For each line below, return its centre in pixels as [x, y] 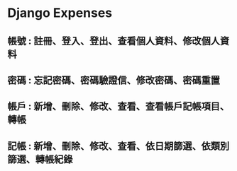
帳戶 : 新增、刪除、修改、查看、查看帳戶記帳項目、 [118, 106]
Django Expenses [60, 13]
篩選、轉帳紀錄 [40, 159]
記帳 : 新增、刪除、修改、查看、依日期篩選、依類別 [118, 146]
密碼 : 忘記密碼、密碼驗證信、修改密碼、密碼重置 [114, 80]
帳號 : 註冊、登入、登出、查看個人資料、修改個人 [114, 41]
